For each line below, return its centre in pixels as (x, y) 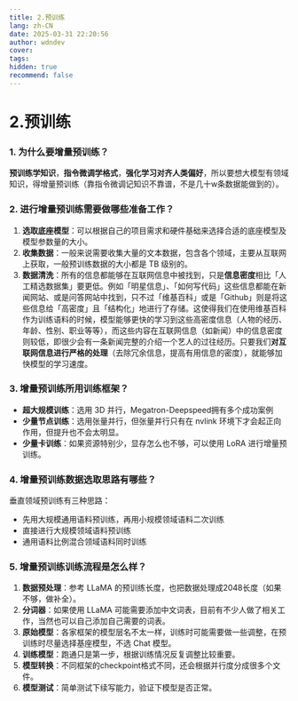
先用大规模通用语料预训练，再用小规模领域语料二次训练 (123, 520)
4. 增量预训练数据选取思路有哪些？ (83, 479)
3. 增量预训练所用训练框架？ (69, 389)
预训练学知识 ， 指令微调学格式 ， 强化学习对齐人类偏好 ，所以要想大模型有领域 (149, 173)
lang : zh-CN (31, 26)
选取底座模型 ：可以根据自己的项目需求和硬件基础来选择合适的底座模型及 (154, 230)
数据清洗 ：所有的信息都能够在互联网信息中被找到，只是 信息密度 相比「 (150, 275)
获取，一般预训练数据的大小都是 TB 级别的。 (111, 264)
